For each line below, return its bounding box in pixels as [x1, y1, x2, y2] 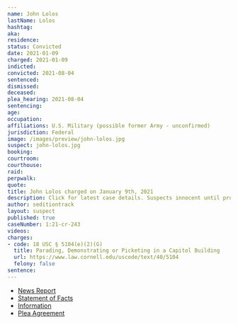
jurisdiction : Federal [7, 129, 74, 136]
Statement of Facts [17, 294, 74, 302]
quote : [7, 181, 27, 188]
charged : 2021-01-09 [7, 57, 69, 64]
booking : [7, 149, 33, 156]
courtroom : [7, 155, 40, 163]
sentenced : [7, 76, 40, 83]
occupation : [7, 115, 42, 122]
